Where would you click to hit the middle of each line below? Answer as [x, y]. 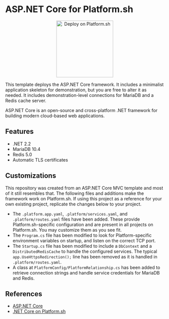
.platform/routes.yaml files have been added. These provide [76, 219]
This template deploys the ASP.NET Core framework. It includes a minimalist [84, 84]
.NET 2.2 [22, 144]
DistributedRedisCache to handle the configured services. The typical [85, 251]
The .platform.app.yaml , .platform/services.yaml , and [70, 214]
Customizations [31, 176]
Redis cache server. [26, 100]
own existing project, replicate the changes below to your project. [73, 204]
